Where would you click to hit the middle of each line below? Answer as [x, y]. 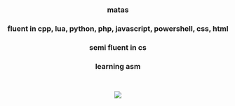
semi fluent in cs [118, 47]
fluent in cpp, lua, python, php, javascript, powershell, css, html [118, 28]
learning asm [118, 66]
